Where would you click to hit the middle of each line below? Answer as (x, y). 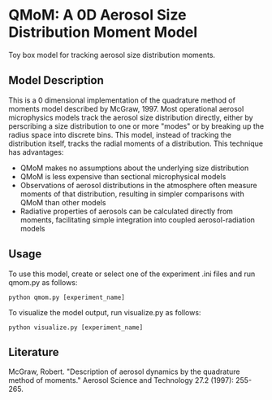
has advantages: (36, 152)
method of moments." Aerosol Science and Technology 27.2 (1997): (121, 380)
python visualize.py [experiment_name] (76, 327)
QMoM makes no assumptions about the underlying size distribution (134, 168)
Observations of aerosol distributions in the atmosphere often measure (138, 185)
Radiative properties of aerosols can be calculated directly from (127, 211)
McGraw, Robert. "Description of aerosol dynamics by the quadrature (124, 371)
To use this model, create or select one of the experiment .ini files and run (132, 274)
